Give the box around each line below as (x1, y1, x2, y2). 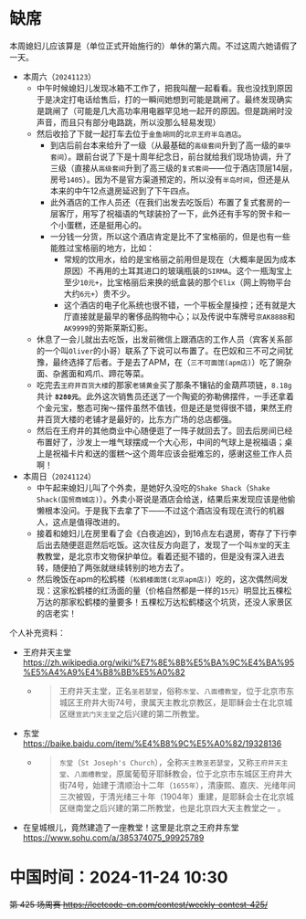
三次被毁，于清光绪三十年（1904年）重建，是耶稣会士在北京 (58, 791, 286, 802)
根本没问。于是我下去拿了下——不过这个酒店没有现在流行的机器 (44, 504, 285, 516)
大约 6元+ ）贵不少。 (63, 288, 135, 299)
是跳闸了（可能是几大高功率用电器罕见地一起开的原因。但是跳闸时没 (36, 105, 293, 116)
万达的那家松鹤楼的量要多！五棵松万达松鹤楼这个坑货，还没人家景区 (36, 596, 293, 607)
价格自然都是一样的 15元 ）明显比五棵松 (148, 585, 292, 596)
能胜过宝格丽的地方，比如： (49, 242, 155, 253)
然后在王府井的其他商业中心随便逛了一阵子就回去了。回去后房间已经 (36, 425, 293, 436)
